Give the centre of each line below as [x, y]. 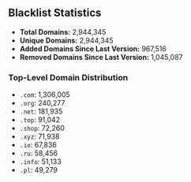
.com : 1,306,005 [45, 95]
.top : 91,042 [40, 120]
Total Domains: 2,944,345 [63, 32]
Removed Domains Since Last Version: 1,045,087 [101, 57]
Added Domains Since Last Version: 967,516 [93, 48]
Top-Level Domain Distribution [68, 77]
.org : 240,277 [42, 103]
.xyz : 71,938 [39, 136]
